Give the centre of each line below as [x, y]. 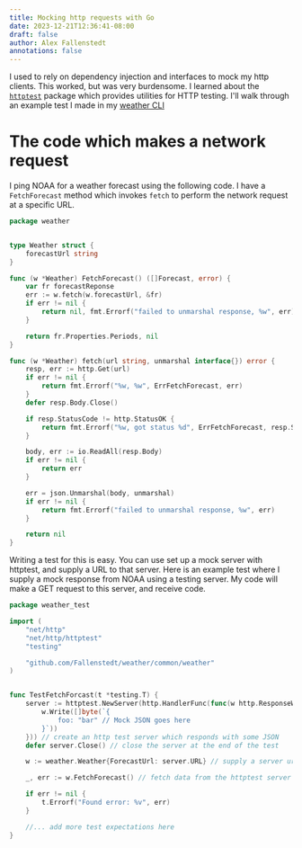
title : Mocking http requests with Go [82, 18]
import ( [26, 621]
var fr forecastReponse [70, 287]
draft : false [34, 34]
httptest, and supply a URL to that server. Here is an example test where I [145, 570]
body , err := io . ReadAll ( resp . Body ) [94, 452]
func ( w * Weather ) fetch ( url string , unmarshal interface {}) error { [142, 361]
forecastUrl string [62, 254]
